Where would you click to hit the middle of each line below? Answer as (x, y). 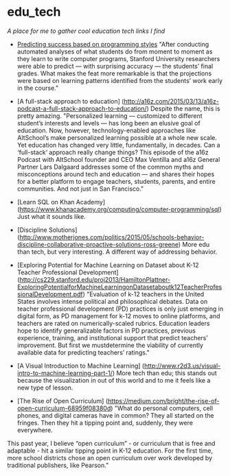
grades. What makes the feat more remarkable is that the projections (114, 73)
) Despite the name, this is (184, 108)
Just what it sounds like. (51, 216)
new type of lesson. (45, 388)
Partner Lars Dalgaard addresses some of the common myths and (110, 167)
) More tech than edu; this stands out (165, 373)
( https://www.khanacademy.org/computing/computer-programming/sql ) (119, 209)
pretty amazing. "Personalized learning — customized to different (110, 116)
